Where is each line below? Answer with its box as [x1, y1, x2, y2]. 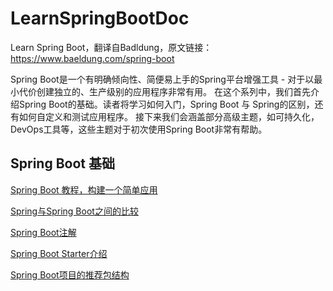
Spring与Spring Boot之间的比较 [10, 205, 139, 217]
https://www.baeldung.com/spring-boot [10, 52, 175, 64]
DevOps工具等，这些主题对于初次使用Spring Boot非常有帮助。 [10, 123, 268, 135]
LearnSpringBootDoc [10, 7, 190, 30]
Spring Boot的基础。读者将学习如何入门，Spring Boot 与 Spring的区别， [18, 98, 315, 110]
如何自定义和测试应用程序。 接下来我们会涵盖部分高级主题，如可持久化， [18, 110, 320, 122]
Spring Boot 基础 [10, 155, 115, 172]
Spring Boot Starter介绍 [10, 247, 108, 259]
